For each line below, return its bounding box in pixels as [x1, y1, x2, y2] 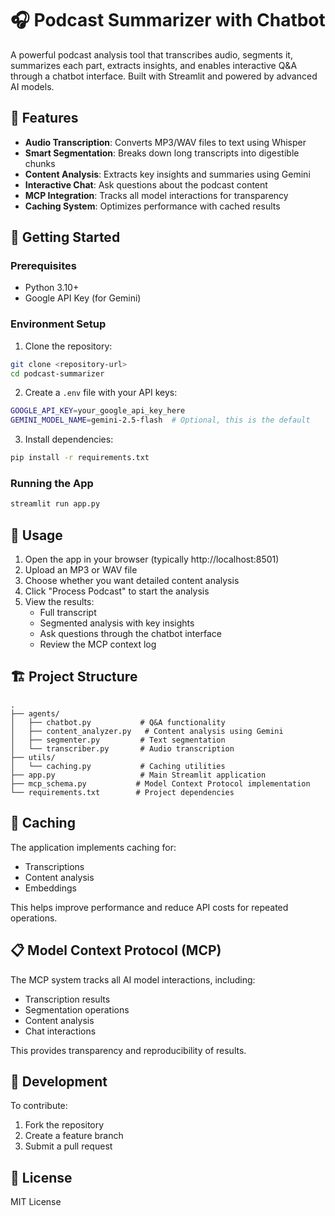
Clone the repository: [24, 340, 113, 352]
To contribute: [10, 1100, 68, 1112]
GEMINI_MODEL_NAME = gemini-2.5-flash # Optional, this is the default [10, 415, 311, 426]
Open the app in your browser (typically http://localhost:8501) [24, 553, 280, 566]
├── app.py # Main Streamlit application [10, 770, 267, 780]
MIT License [10, 1196, 62, 1208]
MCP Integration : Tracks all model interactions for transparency [24, 189, 289, 201]
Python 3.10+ [24, 282, 80, 294]
